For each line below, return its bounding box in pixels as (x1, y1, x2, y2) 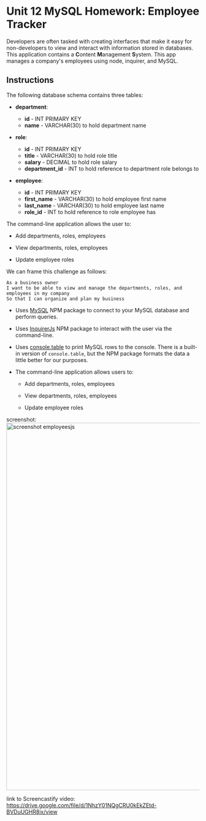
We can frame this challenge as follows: (6, 268, 107, 275)
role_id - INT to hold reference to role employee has (24, 208, 156, 215)
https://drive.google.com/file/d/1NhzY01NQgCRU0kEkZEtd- (6, 801, 157, 809)
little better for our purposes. (15, 356, 88, 363)
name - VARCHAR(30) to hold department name (24, 121, 147, 129)
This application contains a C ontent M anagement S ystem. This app (6, 50, 177, 58)
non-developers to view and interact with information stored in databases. (6, 44, 194, 52)
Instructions (6, 75, 54, 85)
